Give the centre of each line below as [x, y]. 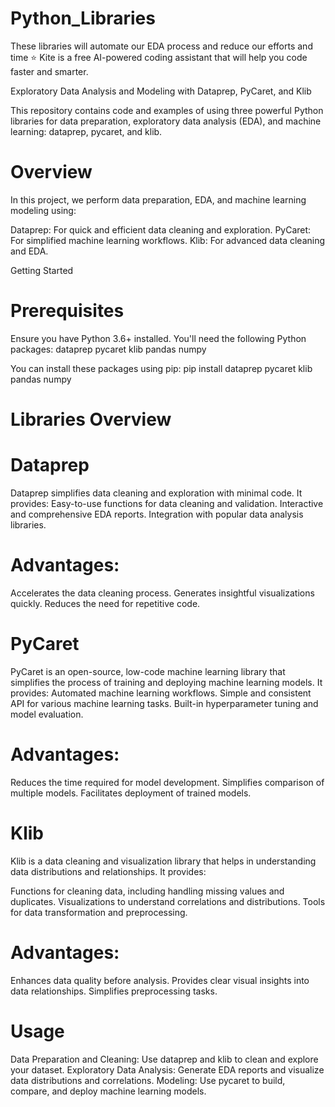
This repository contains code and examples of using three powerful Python [167, 110]
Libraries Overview [91, 419]
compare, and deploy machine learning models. [108, 1091]
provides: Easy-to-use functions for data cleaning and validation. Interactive [167, 503]
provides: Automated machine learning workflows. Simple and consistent [161, 693]
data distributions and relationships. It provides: [108, 871]
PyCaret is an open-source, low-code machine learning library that [148, 671]
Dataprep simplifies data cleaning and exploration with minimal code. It [156, 493]
